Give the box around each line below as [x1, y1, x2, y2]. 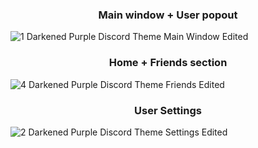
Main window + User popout [98, 8, 238, 22]
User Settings [134, 103, 202, 117]
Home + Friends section [108, 56, 228, 70]
